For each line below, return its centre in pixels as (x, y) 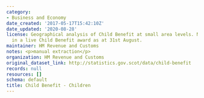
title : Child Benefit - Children (49, 86)
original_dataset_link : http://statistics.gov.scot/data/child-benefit (99, 63)
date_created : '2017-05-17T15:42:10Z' (55, 23)
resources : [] (24, 74)
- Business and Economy (36, 18)
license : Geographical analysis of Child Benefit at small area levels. (100, 35)
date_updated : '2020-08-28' (42, 29)
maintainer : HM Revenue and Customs (53, 46)
